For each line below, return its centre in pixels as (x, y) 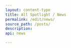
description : (19, 29)
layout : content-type (28, 10)
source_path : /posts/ (28, 24)
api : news (16, 33)
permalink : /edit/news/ (30, 19)
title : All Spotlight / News (36, 15)
